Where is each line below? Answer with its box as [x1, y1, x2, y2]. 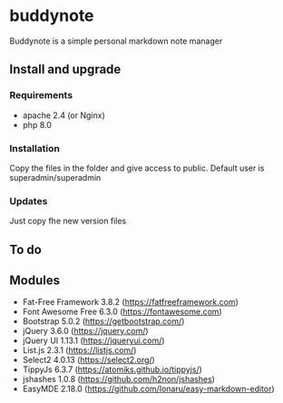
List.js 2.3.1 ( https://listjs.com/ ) [22, 345, 137, 356]
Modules [9, 273, 61, 288]
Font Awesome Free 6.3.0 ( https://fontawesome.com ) [22, 306, 222, 318]
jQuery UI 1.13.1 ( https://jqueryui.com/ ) [22, 335, 165, 346]
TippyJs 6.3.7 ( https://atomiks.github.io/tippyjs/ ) [22, 364, 202, 375]
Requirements [9, 89, 73, 102]
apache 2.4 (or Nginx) [22, 110, 106, 121]
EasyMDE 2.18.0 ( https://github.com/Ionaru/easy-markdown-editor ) [22, 383, 275, 395]
